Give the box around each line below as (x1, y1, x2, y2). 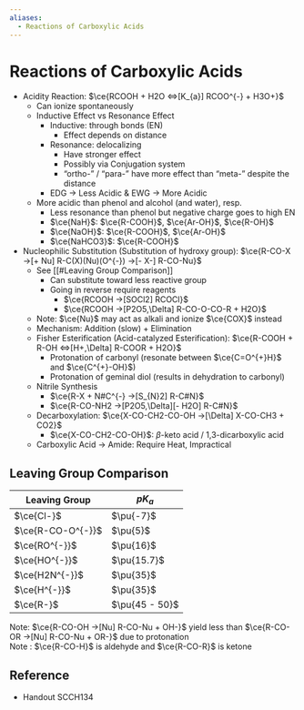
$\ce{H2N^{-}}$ (14, 569, 84, 582)
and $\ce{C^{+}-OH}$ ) (49, 361, 137, 373)
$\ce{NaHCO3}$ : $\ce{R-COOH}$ (49, 236, 179, 247)
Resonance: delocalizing (49, 139, 142, 150)
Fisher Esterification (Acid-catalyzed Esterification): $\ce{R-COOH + (35, 333, 294, 344)
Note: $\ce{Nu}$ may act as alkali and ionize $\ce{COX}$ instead (35, 313, 282, 324)
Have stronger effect (63, 149, 141, 160)
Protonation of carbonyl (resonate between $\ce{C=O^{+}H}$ (49, 352, 282, 363)
